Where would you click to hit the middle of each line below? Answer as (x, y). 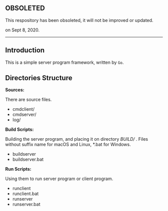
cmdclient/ (23, 109)
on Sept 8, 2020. (22, 30)
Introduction (25, 50)
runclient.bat (25, 194)
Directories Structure (39, 78)
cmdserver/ (24, 115)
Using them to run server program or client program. (59, 179)
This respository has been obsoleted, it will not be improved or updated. (79, 20)
